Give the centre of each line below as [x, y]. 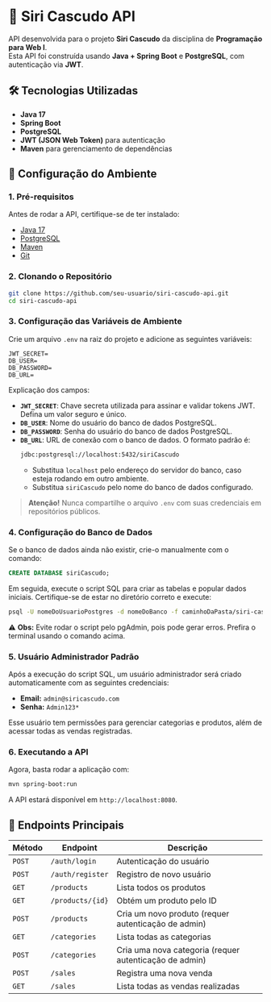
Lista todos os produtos [161, 888]
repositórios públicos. [64, 511]
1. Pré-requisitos [41, 197]
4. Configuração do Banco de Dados [81, 532]
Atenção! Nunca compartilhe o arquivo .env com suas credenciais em [145, 502]
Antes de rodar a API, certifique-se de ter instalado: [94, 214]
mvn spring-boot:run [43, 784]
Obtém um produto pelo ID [167, 900]
